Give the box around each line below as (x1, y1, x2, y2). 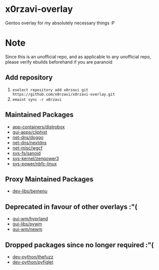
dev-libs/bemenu (12, 188, 48, 194)
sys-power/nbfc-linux (12, 160, 57, 167)
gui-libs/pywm (12, 221, 42, 227)
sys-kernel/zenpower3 (12, 155, 59, 161)
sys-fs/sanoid (12, 150, 41, 156)
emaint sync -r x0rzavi (12, 97, 62, 102)
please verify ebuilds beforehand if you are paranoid (5, 59, 113, 65)
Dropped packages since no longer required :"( (5, 241, 154, 249)
